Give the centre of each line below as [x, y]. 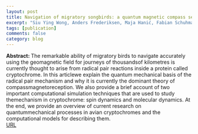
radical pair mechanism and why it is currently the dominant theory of [90, 81]
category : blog [25, 39]
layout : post [22, 12]
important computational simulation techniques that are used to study [90, 93]
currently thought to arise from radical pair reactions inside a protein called [97, 68]
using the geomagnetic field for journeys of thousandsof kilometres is [91, 62]
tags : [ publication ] [32, 28]
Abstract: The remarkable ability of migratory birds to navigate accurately [96, 56]
